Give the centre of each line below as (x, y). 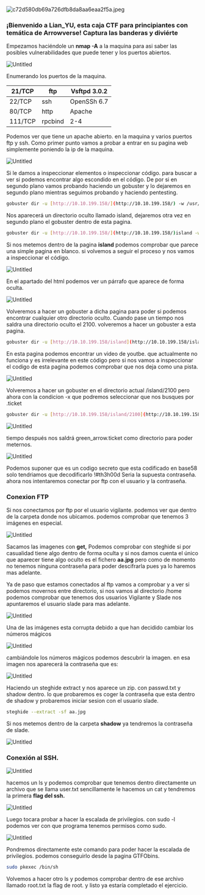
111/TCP (23, 121)
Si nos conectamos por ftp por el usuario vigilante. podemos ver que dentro (102, 510)
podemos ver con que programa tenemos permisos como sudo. (86, 826)
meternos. (19, 444)
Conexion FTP (27, 497)
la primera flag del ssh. (36, 796)
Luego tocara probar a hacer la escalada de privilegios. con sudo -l (91, 819)
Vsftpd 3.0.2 (89, 92)
